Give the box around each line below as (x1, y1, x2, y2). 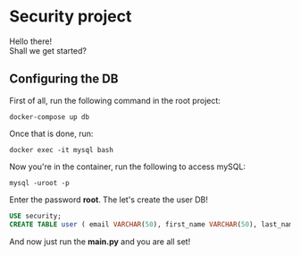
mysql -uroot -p (9, 178, 70, 187)
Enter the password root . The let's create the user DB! (9, 194, 208, 205)
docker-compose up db (9, 112, 90, 122)
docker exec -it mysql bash (9, 145, 114, 154)
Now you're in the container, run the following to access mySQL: (9, 161, 246, 172)
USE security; (9, 211, 62, 220)
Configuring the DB (9, 72, 119, 87)
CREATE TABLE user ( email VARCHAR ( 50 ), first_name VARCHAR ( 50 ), (9, 219, 257, 229)
